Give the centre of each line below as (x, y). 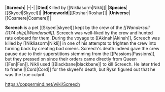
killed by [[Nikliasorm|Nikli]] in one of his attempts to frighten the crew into (81, 43)
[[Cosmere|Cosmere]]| (28, 18)
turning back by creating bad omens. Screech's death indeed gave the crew (82, 48)
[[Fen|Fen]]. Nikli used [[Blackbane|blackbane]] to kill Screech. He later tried (83, 64)
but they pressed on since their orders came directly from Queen (71, 59)
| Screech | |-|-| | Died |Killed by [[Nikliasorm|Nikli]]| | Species (66, 8)
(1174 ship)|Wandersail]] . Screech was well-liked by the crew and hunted (79, 33)
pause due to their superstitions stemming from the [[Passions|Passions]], (81, 54)
